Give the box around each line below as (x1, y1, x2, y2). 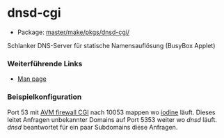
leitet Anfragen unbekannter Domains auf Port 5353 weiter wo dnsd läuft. (7, 115, 218, 123)
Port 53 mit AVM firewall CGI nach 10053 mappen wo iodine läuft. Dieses (7, 108, 216, 116)
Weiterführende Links (7, 59, 83, 68)
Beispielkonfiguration (7, 92, 82, 102)
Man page (17, 75, 47, 83)
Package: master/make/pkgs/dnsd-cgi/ (17, 28, 130, 36)
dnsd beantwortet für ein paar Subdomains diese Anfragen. (7, 123, 178, 131)
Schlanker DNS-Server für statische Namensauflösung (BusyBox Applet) (7, 41, 216, 49)
